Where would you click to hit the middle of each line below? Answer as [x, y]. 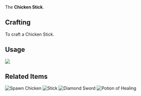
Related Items [26, 77]
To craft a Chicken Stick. [30, 34]
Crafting [18, 22]
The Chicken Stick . [25, 7]
